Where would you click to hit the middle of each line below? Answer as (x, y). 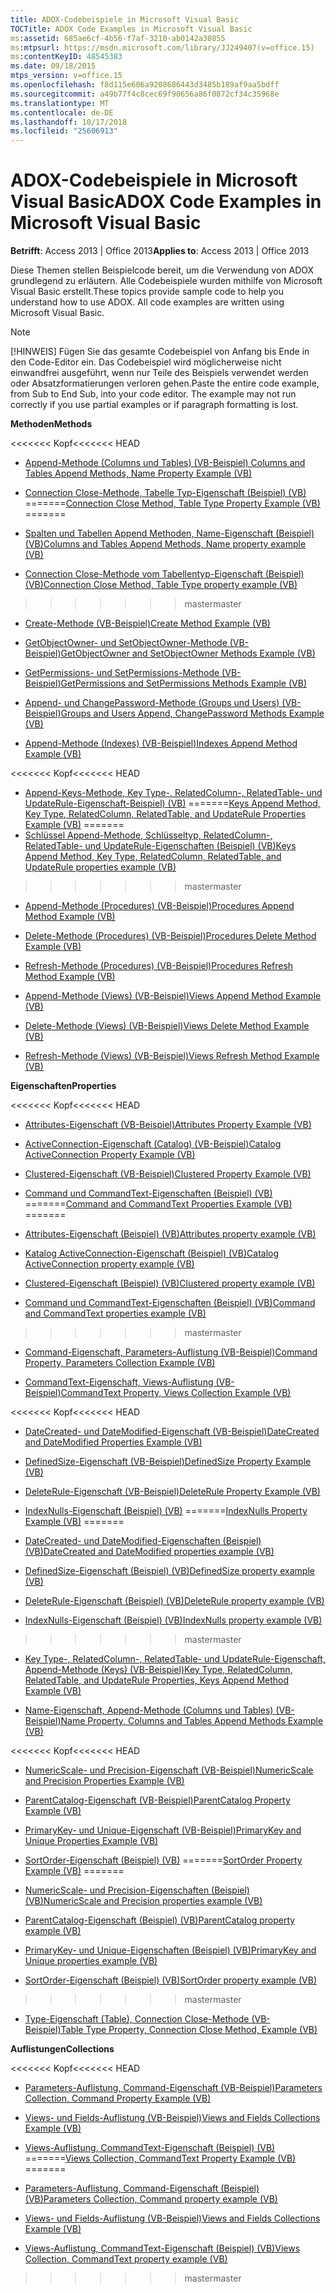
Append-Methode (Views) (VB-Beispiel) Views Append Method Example (173, 996)
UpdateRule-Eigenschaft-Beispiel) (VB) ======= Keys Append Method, (172, 803)
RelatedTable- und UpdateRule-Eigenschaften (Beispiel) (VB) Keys (160, 846)
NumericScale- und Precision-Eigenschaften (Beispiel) (137, 1890)
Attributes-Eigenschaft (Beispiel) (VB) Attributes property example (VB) (170, 1234)
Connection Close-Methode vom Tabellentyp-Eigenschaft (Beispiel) (164, 574)
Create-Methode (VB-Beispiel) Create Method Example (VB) (147, 623)
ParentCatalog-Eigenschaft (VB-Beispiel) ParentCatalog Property (157, 1800)
